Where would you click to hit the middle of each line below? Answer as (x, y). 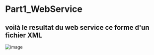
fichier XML (24, 35)
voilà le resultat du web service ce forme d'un (77, 27)
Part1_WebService (44, 9)
